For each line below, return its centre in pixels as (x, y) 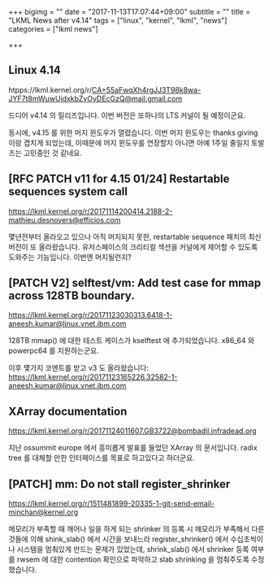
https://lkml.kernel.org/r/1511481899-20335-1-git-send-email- (112, 504)
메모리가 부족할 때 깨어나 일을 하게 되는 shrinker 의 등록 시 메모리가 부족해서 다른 (137, 529)
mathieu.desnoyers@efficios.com (65, 219)
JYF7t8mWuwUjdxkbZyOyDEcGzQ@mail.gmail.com (95, 98)
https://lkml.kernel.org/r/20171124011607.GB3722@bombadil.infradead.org (133, 431)
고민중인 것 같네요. (53, 153)
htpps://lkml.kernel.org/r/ (50, 89)
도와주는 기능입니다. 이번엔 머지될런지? (70, 257)
